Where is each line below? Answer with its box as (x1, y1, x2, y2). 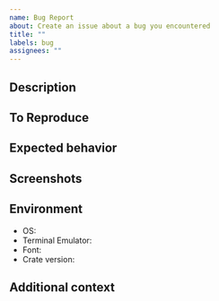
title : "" (9, 30, 47, 39)
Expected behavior (9, 141, 118, 156)
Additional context (9, 279, 115, 295)
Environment (9, 202, 83, 217)
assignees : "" (9, 47, 63, 56)
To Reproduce (9, 109, 90, 125)
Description (9, 80, 76, 95)
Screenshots (9, 171, 83, 186)
